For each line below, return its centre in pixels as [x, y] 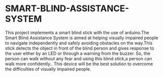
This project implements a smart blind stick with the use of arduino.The [77, 32]
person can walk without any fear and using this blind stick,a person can [79, 58]
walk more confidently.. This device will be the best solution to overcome [79, 64]
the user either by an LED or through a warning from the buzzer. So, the [78, 53]
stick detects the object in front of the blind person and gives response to [80, 48]
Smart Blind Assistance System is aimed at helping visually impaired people [82, 38]
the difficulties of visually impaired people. [48, 69]
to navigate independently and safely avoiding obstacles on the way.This [79, 43]
